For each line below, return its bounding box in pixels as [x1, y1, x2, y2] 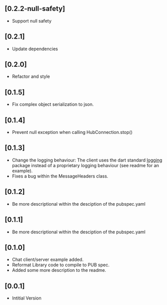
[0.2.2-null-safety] [5, 5, 66, 13]
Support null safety [12, 18, 52, 24]
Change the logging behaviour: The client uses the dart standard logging [12, 157, 162, 163]
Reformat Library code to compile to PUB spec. [12, 262, 110, 268]
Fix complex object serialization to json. [12, 101, 94, 107]
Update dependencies [12, 46, 58, 52]
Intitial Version [12, 295, 42, 301]
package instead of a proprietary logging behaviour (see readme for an [12, 162, 159, 168]
